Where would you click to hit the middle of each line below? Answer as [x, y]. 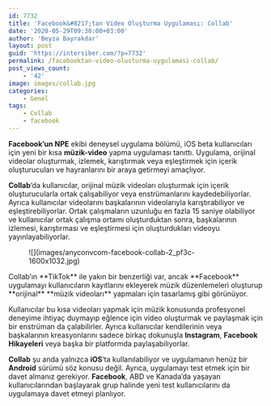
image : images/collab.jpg [52, 83]
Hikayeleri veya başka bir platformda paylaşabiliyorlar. [99, 343]
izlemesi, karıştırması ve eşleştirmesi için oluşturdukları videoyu [114, 228]
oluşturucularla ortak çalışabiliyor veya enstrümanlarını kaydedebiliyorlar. [130, 194]
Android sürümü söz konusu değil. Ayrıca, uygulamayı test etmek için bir [129, 367]
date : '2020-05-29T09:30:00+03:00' [68, 31]
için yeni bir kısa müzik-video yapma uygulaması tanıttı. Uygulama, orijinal [132, 152]
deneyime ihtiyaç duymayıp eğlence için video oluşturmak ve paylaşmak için [136, 318]
